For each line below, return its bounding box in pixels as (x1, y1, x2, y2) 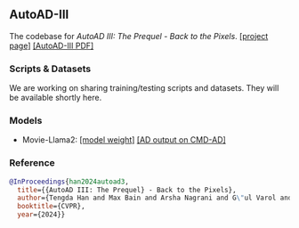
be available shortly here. (9, 93, 102, 103)
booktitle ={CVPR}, (17, 202, 86, 211)
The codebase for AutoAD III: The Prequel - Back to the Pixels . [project (9, 30, 269, 41)
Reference (9, 157, 55, 169)
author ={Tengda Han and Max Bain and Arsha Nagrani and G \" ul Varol (17, 193, 277, 203)
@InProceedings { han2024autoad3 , (9, 177, 129, 186)
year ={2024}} (17, 210, 66, 219)
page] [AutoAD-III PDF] (9, 40, 94, 51)
